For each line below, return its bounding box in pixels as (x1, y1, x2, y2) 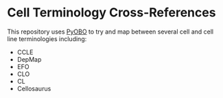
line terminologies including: (7, 34, 87, 42)
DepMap (16, 55, 42, 63)
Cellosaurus (16, 84, 51, 93)
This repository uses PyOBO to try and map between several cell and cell (7, 27, 214, 36)
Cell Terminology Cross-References (7, 5, 216, 21)
